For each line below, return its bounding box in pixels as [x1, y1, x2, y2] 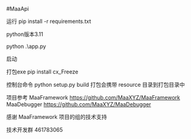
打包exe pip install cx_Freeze [6, 68, 78, 75]
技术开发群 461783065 [6, 126, 63, 133]
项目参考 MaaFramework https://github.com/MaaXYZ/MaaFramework [6, 94, 181, 101]
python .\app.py [6, 42, 47, 50]
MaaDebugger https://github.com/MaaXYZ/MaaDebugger [6, 101, 151, 108]
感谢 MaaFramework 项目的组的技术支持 [6, 114, 108, 120]
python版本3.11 [6, 30, 44, 38]
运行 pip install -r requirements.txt [6, 18, 91, 25]
